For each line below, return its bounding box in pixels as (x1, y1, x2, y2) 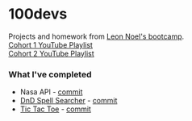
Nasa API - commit (19, 87, 83, 97)
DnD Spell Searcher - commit (19, 96, 118, 106)
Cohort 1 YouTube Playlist (8, 40, 93, 49)
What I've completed (8, 69, 92, 80)
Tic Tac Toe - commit (19, 104, 91, 114)
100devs (8, 5, 68, 23)
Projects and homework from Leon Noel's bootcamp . (8, 31, 185, 41)
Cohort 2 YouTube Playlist (8, 48, 94, 58)
